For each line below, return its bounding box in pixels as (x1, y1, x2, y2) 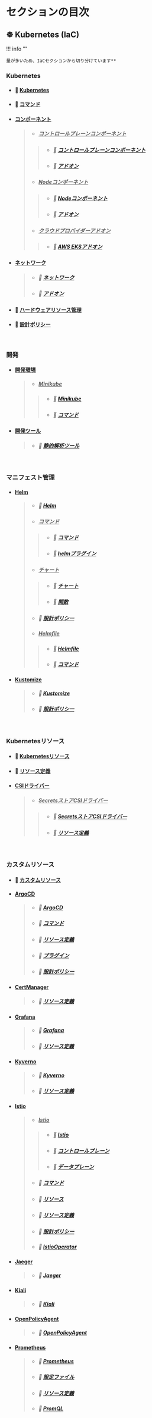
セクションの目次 (6, 5, 90, 19)
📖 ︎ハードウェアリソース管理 (14, 306, 82, 313)
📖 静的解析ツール (38, 442, 80, 449)
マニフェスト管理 (6, 473, 55, 481)
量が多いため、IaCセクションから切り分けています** (6, 58, 117, 64)
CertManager (14, 983, 49, 991)
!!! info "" (6, 45, 28, 52)
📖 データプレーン (53, 1163, 95, 1170)
